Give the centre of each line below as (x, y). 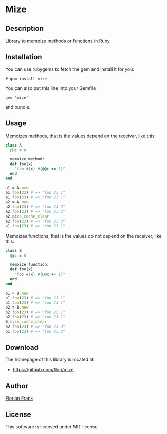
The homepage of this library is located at (50, 360)
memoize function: (30, 265)
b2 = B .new (17, 308)
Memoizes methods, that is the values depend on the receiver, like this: (80, 136)
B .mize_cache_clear (26, 322)
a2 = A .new (17, 202)
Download (22, 347)
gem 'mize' (17, 98)
